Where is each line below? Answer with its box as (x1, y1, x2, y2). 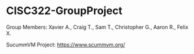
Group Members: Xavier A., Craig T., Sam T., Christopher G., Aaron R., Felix (6, 23, 189, 31)
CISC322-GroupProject (6, 4, 123, 18)
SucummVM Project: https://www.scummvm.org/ (6, 41, 126, 48)
